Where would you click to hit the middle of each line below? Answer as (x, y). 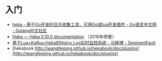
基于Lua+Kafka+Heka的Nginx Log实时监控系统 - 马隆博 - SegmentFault (84, 42)
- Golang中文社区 (30, 30)
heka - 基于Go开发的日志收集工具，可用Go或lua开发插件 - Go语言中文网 (84, 24)
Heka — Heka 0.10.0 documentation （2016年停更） (64, 37)
